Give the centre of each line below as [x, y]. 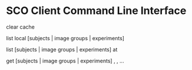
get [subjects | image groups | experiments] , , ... [65, 61]
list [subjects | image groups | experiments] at [62, 49]
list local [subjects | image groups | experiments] [65, 38]
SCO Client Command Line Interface [96, 11]
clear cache [21, 27]
